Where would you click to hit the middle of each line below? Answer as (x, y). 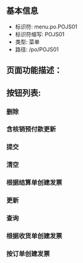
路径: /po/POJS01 (37, 49)
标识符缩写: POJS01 (40, 34)
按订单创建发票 (28, 253)
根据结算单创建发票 (34, 182)
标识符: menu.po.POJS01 (46, 27)
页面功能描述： (34, 71)
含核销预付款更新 (31, 129)
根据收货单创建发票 (34, 236)
